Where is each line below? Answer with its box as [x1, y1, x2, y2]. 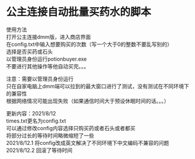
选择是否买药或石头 [6, 48, 53, 55]
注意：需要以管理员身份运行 [6, 75, 74, 82]
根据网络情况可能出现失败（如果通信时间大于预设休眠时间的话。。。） [6, 97, 170, 104]
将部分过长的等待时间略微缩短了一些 [6, 132, 95, 139]
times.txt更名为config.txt [6, 117, 66, 124]
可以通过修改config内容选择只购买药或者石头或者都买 [6, 124, 136, 131]
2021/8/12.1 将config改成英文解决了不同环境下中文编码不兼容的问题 [6, 139, 170, 146]
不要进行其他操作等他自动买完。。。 [6, 62, 89, 69]
